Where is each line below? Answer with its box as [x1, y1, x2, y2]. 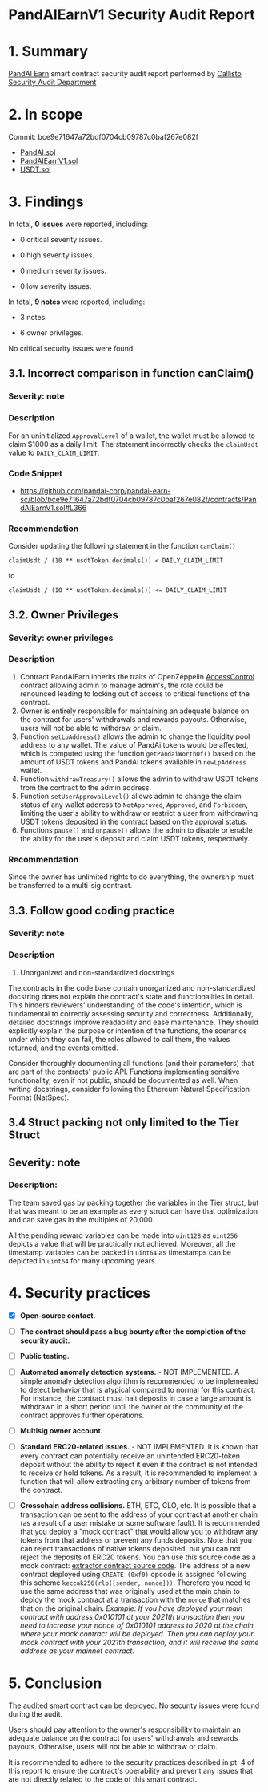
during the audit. [8, 1709, 63, 1719]
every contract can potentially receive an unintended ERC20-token [19, 1451, 241, 1461]
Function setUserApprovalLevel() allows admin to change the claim [19, 791, 242, 801]
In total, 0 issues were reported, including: [8, 219, 149, 229]
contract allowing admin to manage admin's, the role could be [19, 680, 224, 690]
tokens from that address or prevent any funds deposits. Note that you [19, 1535, 253, 1545]
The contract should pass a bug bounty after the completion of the [19, 1326, 246, 1336]
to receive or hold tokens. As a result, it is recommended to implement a [19, 1468, 258, 1478]
